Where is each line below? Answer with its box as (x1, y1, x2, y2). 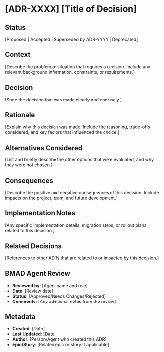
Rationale (5, 111, 35, 119)
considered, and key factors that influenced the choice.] (5, 129, 120, 135)
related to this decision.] (5, 227, 55, 233)
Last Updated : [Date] (12, 331, 56, 337)
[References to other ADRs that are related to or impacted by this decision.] (5, 255, 159, 261)
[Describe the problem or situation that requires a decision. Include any (5, 63, 150, 70)
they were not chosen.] (5, 162, 53, 168)
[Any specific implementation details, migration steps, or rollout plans (5, 222, 147, 228)
